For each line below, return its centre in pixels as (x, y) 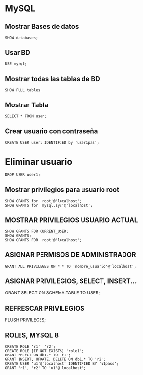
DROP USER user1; (23, 175)
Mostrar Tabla (27, 105)
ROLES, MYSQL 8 (32, 335)
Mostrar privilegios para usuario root (62, 190)
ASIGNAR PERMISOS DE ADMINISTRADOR (71, 255)
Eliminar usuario (39, 162)
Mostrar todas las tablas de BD (52, 79)
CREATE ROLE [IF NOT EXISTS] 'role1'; (44, 351)
